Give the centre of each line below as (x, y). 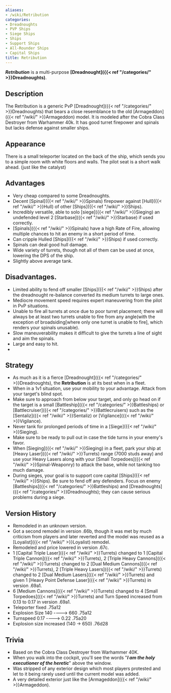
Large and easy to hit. (35, 344)
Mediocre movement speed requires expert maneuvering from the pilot (87, 300)
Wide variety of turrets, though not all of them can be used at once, (83, 250)
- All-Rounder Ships (27, 48)
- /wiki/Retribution (27, 15)
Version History (31, 513)
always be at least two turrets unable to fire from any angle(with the (84, 317)
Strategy (19, 365)
